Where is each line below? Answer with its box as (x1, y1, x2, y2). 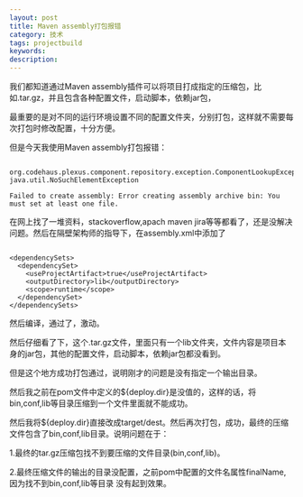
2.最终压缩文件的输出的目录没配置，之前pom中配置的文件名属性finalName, (9, 466, 287, 477)
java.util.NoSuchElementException (9, 176, 140, 185)
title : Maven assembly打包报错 (9, 22, 122, 31)
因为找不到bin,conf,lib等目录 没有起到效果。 (9, 478, 171, 488)
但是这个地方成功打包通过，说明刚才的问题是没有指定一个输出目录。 (9, 367, 262, 378)
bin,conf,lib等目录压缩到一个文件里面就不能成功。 (9, 398, 193, 409)
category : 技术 (9, 30, 64, 39)
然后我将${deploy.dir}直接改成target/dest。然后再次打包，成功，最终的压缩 (9, 417, 289, 428)
